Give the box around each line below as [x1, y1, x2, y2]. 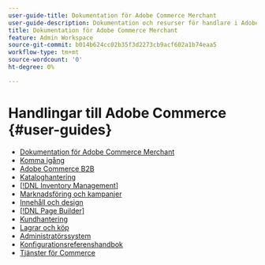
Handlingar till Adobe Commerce [8, 104, 227, 122]
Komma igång [19, 155, 65, 165]
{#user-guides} [8, 120, 113, 138]
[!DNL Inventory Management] [19, 180, 119, 190]
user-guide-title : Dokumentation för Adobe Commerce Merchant [8, 11, 217, 20]
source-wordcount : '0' [8, 56, 83, 64]
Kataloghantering [19, 172, 77, 182]
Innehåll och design [19, 197, 84, 206]
